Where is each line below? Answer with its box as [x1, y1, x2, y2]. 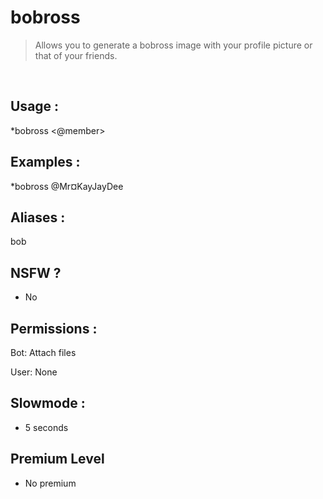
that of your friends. [34, 49, 118, 61]
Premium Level [10, 451, 105, 468]
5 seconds [24, 421, 69, 433]
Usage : [10, 98, 60, 115]
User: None [10, 366, 58, 378]
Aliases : [10, 209, 66, 226]
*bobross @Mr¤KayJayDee [10, 180, 124, 192]
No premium [24, 477, 77, 489]
